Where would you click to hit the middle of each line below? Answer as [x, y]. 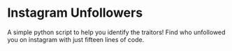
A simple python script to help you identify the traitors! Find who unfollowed [116, 32]
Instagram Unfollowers [75, 13]
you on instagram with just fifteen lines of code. [76, 39]
